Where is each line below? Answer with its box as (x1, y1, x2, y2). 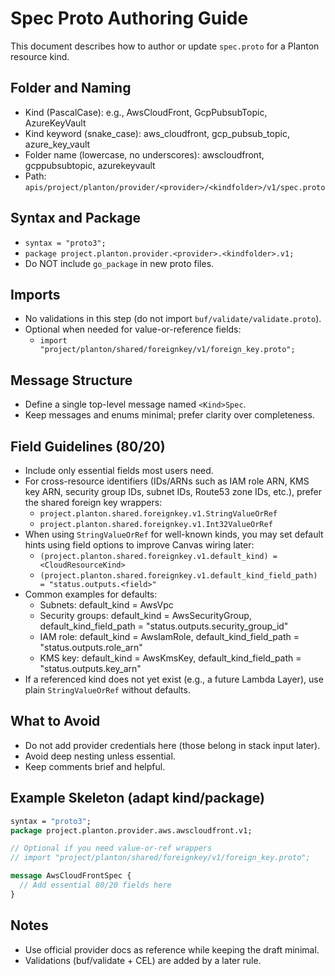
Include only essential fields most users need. (24, 465, 214, 476)
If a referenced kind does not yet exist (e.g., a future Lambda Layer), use (24, 673, 324, 685)
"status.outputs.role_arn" (39, 642, 143, 653)
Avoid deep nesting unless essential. (24, 750, 176, 762)
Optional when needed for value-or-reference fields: (24, 323, 242, 336)
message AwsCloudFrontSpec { (10, 871, 132, 881)
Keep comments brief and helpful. (24, 760, 166, 772)
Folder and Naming (10, 80, 132, 97)
